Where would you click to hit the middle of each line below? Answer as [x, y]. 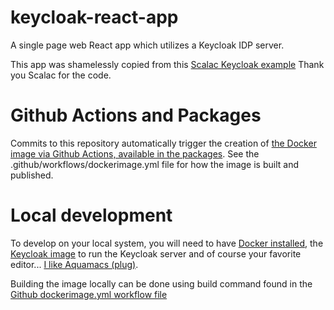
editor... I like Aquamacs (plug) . [74, 264]
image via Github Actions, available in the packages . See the [135, 153]
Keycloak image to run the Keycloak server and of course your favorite [156, 253]
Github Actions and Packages [136, 115]
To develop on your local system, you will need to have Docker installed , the [167, 243]
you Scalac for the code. [61, 75]
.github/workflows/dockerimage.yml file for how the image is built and [154, 164]
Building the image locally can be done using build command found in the [161, 283]
